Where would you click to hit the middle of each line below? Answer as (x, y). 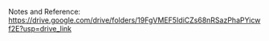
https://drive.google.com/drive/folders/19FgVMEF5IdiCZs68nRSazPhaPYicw (134, 20)
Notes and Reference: (45, 12)
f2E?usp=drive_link (40, 29)
